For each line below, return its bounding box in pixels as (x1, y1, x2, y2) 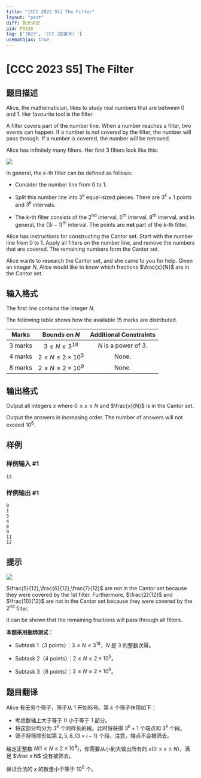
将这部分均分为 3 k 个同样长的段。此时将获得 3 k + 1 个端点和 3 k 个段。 (14, 723, 185, 732)
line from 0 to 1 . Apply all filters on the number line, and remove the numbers (6, 239, 195, 246)
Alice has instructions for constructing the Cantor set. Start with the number (6, 232, 193, 240)
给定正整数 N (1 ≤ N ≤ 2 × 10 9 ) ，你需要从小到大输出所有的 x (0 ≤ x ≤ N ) (6, 744, 179, 752)
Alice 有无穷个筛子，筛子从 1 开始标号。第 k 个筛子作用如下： (6, 704, 157, 711)
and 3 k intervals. (14, 200, 56, 208)
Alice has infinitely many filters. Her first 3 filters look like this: (6, 146, 159, 154)
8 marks (9, 364, 33, 372)
